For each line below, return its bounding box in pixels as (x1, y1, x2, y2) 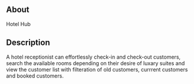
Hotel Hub (6, 20, 31, 27)
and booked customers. (6, 72, 64, 79)
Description (6, 38, 50, 48)
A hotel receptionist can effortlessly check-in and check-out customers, (6, 53, 181, 60)
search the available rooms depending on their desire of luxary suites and (6, 59, 185, 67)
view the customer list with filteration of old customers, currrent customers (6, 66, 188, 73)
